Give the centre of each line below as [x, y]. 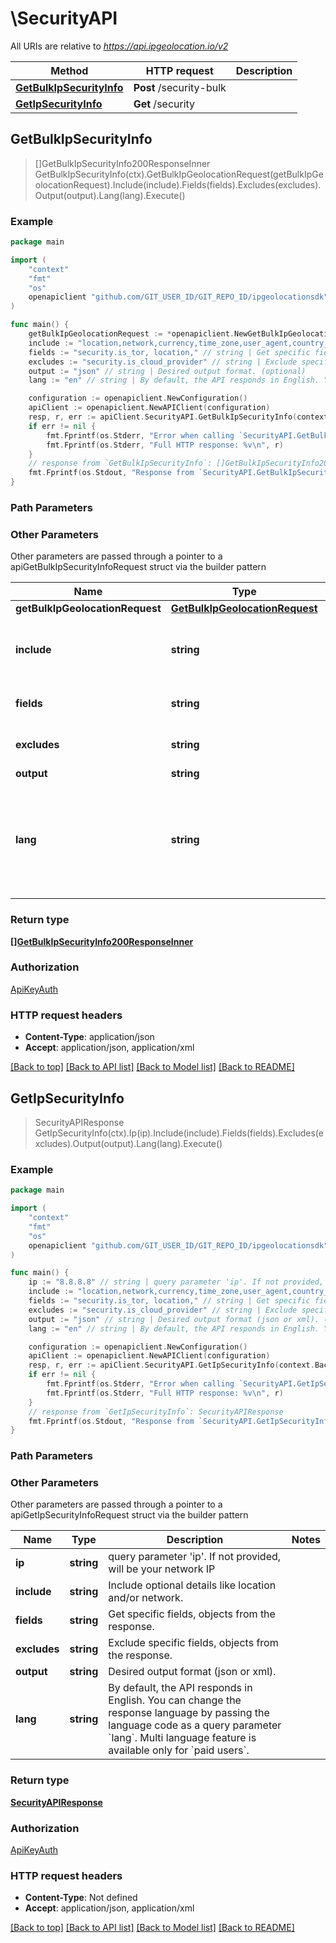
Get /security [164, 104]
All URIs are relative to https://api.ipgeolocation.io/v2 [119, 46]
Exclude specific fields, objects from [193, 1643]
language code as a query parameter [195, 1725]
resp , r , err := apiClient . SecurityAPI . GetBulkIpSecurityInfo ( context [178, 417]
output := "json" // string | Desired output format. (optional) [167, 371]
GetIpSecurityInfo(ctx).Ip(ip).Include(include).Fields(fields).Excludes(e [179, 1133]
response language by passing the [189, 1713]
